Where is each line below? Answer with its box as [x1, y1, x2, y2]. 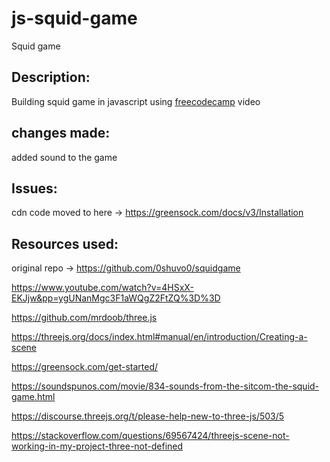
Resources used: [11, 235, 119, 252]
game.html [11, 391, 56, 403]
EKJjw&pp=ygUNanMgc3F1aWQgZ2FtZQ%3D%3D [11, 292, 221, 304]
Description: [11, 69, 91, 86]
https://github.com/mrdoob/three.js [11, 312, 158, 324]
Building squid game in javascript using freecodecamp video [11, 95, 261, 107]
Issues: [11, 180, 58, 197]
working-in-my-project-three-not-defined [11, 440, 184, 452]
